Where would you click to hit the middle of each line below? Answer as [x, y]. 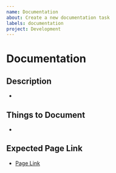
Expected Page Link [45, 148]
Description [29, 81]
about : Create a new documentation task [58, 18]
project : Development [34, 29]
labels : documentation [35, 23]
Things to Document [46, 115]
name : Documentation [32, 12]
